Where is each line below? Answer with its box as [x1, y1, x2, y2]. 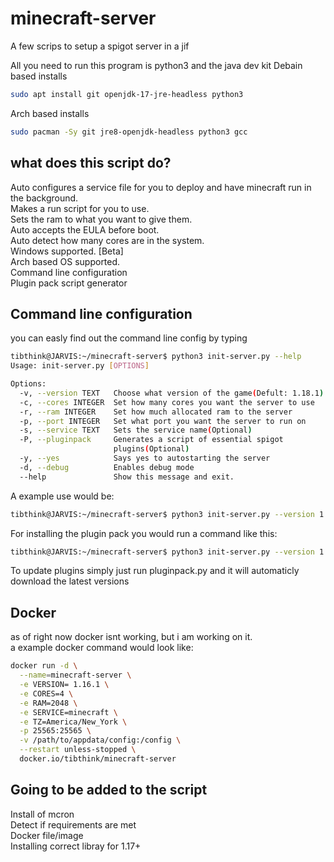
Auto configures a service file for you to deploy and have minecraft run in [10, 181, 312, 193]
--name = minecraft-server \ [19, 670, 132, 681]
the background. [10, 192, 79, 204]
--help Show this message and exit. [19, 472, 235, 482]
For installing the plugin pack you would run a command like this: [10, 527, 278, 539]
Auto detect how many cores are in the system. [10, 234, 205, 246]
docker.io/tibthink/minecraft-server [19, 754, 177, 764]
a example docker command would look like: [10, 642, 194, 654]
